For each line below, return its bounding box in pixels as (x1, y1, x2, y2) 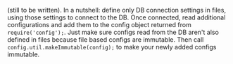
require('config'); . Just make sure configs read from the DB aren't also (7, 28, 220, 36)
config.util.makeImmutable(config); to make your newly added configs (7, 43, 217, 51)
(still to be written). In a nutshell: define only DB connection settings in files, (7, 6, 227, 14)
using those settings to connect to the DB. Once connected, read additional (7, 13, 226, 22)
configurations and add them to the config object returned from (7, 21, 191, 29)
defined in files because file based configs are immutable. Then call (7, 35, 204, 44)
